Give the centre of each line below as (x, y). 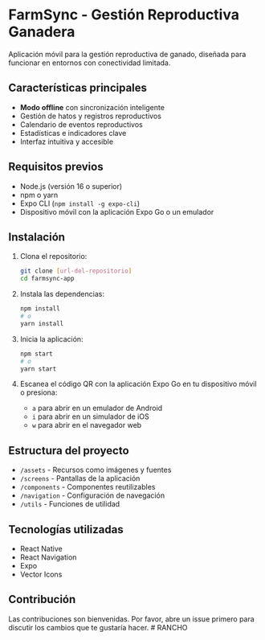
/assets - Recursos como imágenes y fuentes (96, 470)
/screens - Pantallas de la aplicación (80, 478)
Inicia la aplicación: (51, 338)
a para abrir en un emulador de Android (97, 408)
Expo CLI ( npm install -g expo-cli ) (80, 203)
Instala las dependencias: (62, 294)
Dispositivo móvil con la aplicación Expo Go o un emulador (117, 211)
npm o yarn (39, 195)
